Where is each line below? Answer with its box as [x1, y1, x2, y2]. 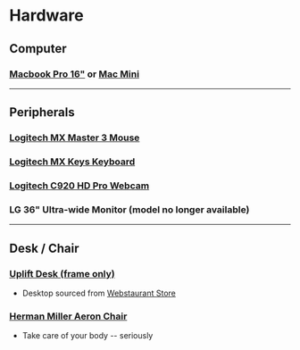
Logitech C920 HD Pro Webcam [9, 179, 150, 192]
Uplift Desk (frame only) [9, 267, 115, 279]
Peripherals [9, 104, 76, 121]
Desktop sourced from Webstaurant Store [21, 287, 177, 299]
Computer [9, 41, 67, 56]
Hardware [9, 5, 84, 26]
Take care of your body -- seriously [21, 330, 154, 341]
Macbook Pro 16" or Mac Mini [9, 68, 140, 80]
